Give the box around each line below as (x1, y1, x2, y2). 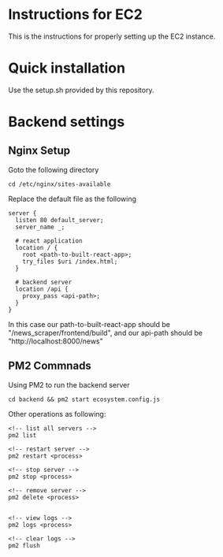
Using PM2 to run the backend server (8, 380, 130, 389)
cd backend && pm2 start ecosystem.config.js (8, 395, 160, 403)
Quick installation (8, 59, 126, 77)
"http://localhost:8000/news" (8, 336, 104, 346)
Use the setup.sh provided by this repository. (8, 85, 154, 95)
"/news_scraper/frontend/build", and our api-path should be (8, 328, 203, 337)
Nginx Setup (8, 144, 71, 158)
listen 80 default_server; (15, 216, 104, 224)
